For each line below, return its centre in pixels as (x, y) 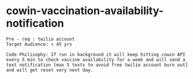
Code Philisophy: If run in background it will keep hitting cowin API (96, 54)
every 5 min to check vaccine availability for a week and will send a (96, 60)
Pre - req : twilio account (41, 39)
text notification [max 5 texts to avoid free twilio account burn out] (97, 65)
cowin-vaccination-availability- (85, 11)
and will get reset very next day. (50, 70)
